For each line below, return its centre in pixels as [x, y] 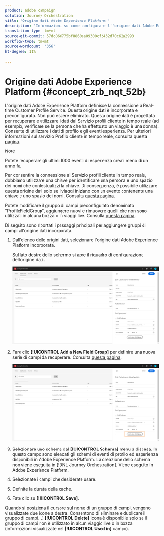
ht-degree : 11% [20, 51]
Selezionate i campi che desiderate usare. [54, 479]
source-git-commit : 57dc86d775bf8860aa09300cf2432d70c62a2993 [70, 36]
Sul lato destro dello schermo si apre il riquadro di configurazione [78, 255]
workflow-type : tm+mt [27, 42]
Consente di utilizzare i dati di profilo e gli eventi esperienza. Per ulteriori [78, 131]
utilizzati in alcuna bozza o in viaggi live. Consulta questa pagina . [70, 216]
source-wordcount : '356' [30, 46]
